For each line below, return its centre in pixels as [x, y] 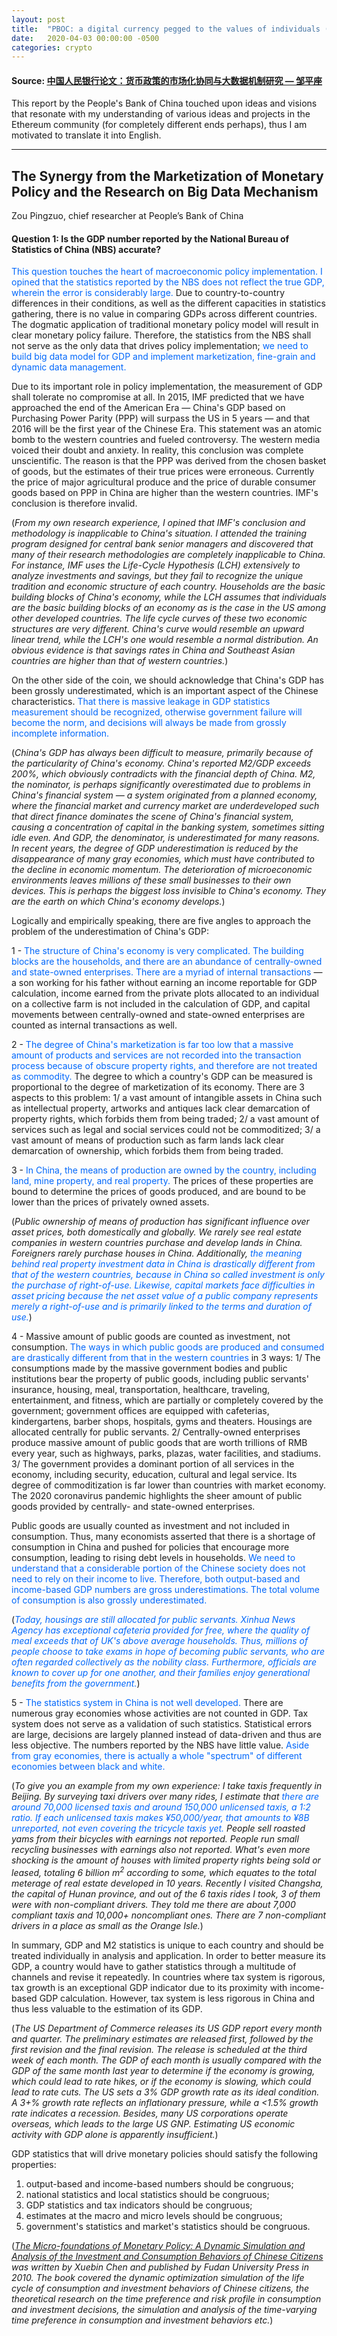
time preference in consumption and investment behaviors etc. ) [142, 2320]
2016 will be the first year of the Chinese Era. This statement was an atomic [167, 429]
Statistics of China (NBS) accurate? [86, 249]
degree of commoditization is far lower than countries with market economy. [169, 1485]
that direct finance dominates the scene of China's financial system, [152, 817]
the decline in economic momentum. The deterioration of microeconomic [162, 870]
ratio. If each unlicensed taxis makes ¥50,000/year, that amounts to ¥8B [160, 1818]
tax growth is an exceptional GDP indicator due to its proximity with [149, 1988]
